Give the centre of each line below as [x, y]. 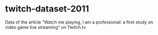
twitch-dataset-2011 [47, 9]
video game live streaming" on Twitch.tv [46, 27]
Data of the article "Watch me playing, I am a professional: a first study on [79, 22]
